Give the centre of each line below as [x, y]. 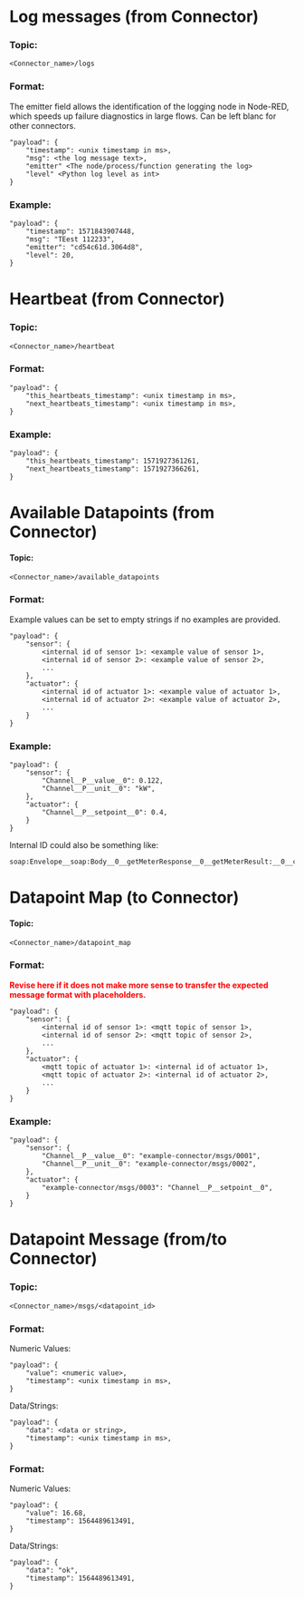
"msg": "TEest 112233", [71, 239]
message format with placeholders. [78, 994]
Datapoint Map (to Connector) [124, 897]
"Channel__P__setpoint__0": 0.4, [105, 813]
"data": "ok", [52, 1571]
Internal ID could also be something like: [84, 845]
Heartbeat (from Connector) [117, 299]
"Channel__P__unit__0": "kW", [99, 789]
